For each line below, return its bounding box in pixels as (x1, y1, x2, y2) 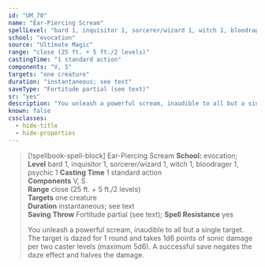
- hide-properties (15, 129, 77, 137)
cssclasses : (8, 115, 47, 122)
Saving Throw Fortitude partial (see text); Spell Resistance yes (27, 209, 234, 219)
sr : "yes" (8, 92, 41, 100)
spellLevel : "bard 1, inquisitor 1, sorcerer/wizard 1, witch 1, (8, 26, 227, 34)
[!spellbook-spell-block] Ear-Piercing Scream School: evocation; (27, 151, 238, 160)
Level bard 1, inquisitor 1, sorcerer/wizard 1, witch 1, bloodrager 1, (27, 159, 239, 168)
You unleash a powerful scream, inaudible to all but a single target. (27, 224, 244, 234)
